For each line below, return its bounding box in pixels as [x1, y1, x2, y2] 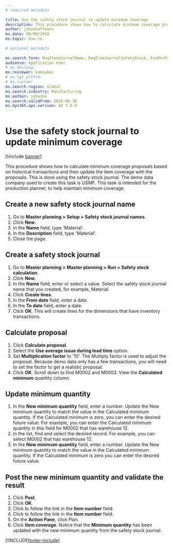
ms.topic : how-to [5, 37, 43, 42]
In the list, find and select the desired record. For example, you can [12, 431, 155, 437]
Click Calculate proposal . [12, 342, 68, 348]
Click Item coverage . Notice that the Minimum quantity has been [12, 522, 152, 528]
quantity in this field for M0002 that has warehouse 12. [12, 425, 129, 431]
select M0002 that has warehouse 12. [12, 436, 93, 443]
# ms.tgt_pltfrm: [5, 75, 43, 80]
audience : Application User [5, 60, 66, 65]
